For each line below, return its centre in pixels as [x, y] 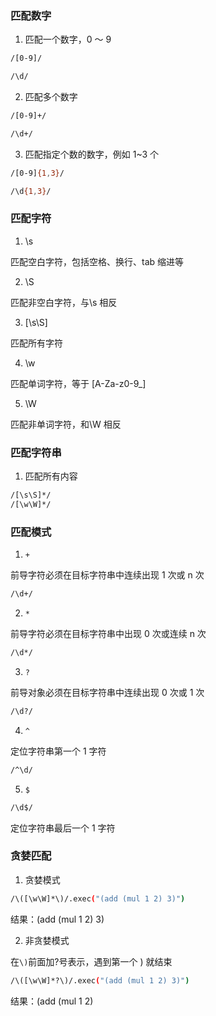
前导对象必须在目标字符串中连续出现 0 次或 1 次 [107, 692]
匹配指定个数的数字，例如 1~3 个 [92, 154]
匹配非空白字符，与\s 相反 [64, 302]
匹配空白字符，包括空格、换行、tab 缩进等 [97, 261]
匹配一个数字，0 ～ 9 [68, 39]
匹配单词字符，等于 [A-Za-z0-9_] [78, 383]
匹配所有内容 [51, 476]
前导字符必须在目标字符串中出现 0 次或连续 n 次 [108, 634]
